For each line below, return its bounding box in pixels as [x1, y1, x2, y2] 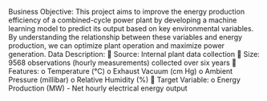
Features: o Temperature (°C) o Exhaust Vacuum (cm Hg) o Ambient [8, 67, 233, 75]
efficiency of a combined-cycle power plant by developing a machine [8, 15, 237, 25]
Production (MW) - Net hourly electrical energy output [8, 83, 188, 93]
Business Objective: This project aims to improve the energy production [8, 7, 245, 16]
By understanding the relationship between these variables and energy [8, 32, 243, 42]
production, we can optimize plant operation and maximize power [8, 41, 225, 50]
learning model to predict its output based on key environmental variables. [8, 24, 254, 33]
